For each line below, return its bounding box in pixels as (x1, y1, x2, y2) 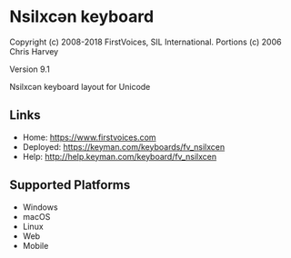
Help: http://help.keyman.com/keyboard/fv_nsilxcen (22, 151, 216, 162)
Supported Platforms (9, 177, 131, 193)
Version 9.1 (9, 64, 50, 74)
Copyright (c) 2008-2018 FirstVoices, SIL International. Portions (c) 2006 (9, 36, 282, 47)
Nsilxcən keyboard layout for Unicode (9, 81, 151, 92)
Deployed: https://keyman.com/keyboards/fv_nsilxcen (22, 141, 226, 152)
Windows (22, 202, 58, 213)
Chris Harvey (9, 45, 59, 56)
